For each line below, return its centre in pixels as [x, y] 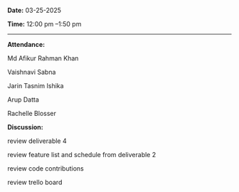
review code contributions [46, 169]
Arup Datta [23, 100]
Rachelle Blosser [32, 113]
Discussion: [26, 127]
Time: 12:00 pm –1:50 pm [44, 24]
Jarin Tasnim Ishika [36, 86]
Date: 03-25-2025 [34, 10]
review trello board [35, 182]
